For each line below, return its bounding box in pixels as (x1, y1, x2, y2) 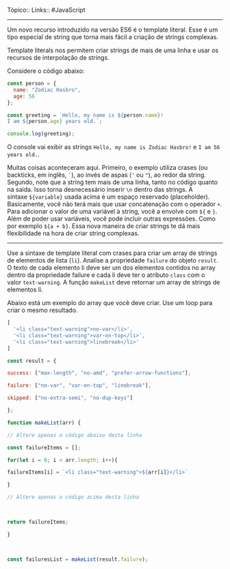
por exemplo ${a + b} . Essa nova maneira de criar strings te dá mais (7, 222, 201, 230)
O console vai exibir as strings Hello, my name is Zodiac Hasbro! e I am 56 (7, 143, 220, 151)
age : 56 (13, 93, 36, 100)
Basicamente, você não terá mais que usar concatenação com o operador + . (7, 200, 222, 208)
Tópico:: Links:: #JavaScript (7, 6, 86, 14)
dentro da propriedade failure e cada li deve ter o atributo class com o (7, 271, 205, 279)
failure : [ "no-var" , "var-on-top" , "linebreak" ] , (7, 382, 152, 389)
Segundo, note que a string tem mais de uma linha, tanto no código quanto (7, 178, 218, 186)
